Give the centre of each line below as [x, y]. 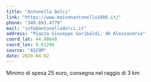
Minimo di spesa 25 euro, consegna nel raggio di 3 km [73, 72]
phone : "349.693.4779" [34, 23]
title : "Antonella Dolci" [38, 12]
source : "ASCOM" [26, 51]
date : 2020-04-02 [28, 56]
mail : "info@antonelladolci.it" [46, 28]
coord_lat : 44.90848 [32, 39]
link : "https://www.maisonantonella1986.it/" [64, 17]
